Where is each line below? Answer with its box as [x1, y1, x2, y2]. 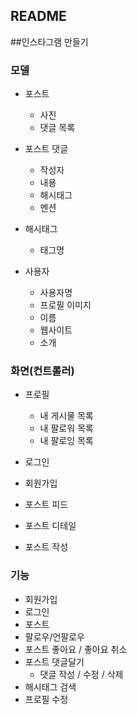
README [10, 8, 67, 25]
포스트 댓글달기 [24, 655, 85, 668]
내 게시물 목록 [39, 410, 94, 422]
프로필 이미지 [39, 299, 92, 311]
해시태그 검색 [24, 680, 77, 693]
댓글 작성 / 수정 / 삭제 [39, 668, 124, 680]
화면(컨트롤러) [10, 364, 75, 378]
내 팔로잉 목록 [39, 435, 94, 447]
